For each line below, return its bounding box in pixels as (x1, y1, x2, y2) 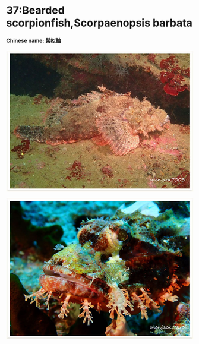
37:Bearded (6, 4, 65, 17)
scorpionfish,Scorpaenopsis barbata (6, 16, 193, 30)
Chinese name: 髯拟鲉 (6, 37, 61, 44)
